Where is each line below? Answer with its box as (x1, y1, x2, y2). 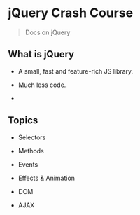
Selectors (17, 133, 46, 141)
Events (17, 160, 38, 169)
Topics (8, 114, 38, 127)
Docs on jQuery (24, 28, 71, 36)
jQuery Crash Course (8, 5, 134, 21)
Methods (17, 146, 44, 155)
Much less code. (17, 81, 66, 89)
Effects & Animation (17, 174, 76, 182)
